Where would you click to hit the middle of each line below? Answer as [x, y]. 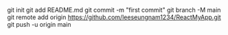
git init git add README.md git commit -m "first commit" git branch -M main [114, 10]
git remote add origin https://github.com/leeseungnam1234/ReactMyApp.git [114, 17]
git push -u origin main [39, 24]
